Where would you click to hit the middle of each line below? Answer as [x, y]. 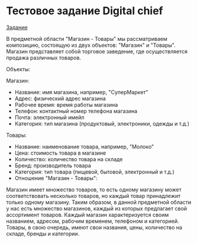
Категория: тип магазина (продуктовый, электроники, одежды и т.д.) [102, 123]
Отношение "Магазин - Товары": [56, 178]
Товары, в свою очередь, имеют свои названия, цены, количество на [94, 227]
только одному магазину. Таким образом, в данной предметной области [99, 202]
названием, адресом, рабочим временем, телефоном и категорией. [93, 221]
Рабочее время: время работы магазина [66, 104]
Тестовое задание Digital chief [85, 11]
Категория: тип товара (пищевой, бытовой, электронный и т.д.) [94, 172]
